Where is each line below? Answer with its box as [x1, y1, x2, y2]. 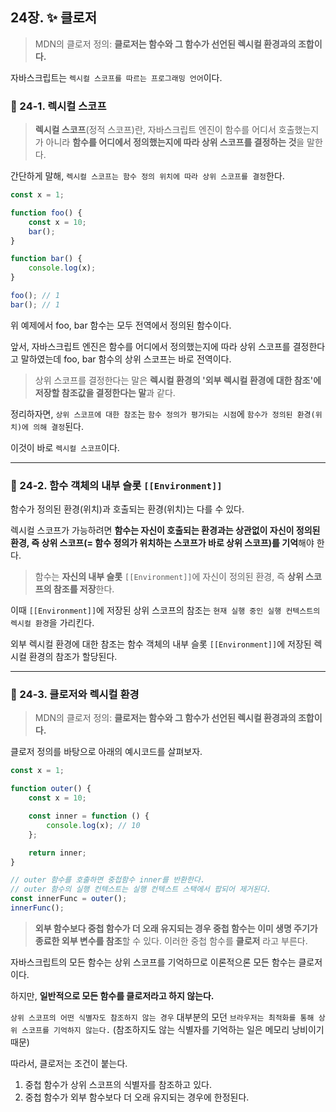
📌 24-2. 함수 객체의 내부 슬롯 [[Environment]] [10, 478, 223, 492]
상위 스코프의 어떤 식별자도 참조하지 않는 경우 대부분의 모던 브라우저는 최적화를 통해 [10, 1011, 315, 1023]
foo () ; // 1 [10, 291, 60, 301]
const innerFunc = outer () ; [10, 894, 128, 904]
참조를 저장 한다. [53, 583, 115, 595]
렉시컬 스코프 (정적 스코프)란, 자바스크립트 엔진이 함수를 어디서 [34, 124, 277, 136]
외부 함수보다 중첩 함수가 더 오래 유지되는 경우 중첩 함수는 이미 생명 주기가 [34, 922, 318, 934]
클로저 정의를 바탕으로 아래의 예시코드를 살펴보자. [10, 746, 203, 758]
